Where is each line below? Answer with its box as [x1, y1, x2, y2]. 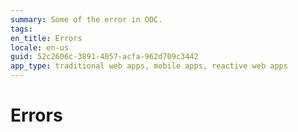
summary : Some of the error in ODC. [10, 14, 163, 25]
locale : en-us [10, 42, 70, 53]
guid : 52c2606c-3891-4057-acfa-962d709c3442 [10, 52, 199, 62]
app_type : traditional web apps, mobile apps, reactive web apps [10, 61, 288, 71]
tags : [10, 24, 33, 34]
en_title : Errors [10, 33, 83, 43]
